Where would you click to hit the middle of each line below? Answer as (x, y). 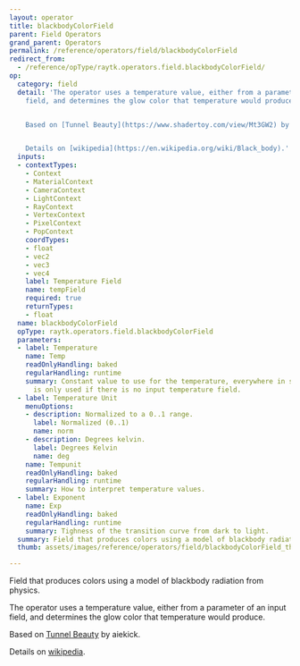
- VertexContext (56, 215)
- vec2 (37, 257)
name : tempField (56, 290)
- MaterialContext (59, 181)
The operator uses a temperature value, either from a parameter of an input (148, 608)
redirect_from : (37, 59)
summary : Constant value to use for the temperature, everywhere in (155, 381)
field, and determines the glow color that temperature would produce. (137, 617)
